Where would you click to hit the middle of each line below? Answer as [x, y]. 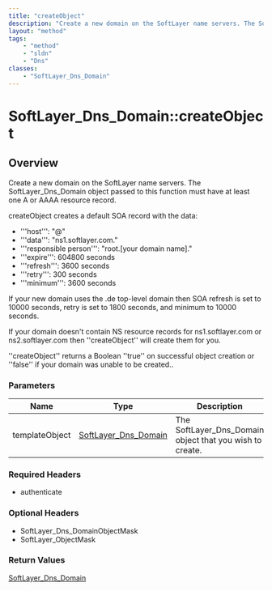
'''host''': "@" [43, 231]
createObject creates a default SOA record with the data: [103, 215]
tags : [17, 38]
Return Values [37, 560]
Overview [34, 163]
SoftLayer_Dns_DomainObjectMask [79, 530]
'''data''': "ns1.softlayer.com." [69, 240]
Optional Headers [44, 513]
